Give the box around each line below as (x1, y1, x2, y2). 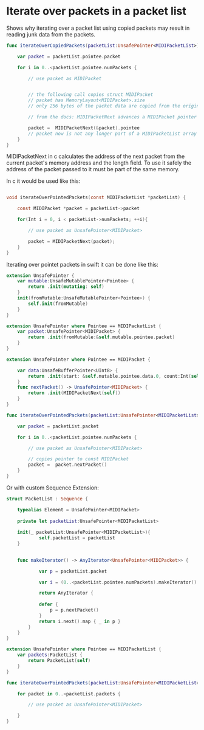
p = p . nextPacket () (49, 607, 99, 613)
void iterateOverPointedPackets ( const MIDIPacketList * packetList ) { (6, 194, 186, 201)
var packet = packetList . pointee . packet (17, 53, 121, 60)
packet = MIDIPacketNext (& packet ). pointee (28, 125, 140, 131)
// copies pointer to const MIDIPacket (28, 456, 129, 462)
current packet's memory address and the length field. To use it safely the (6, 159, 192, 166)
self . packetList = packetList (38, 535, 115, 541)
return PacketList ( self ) (28, 658, 91, 664)
